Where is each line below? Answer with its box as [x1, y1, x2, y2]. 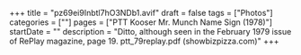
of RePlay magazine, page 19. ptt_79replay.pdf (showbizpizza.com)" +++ [9, 35, 279, 46]
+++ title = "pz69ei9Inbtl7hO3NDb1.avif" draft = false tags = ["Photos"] [9, 8, 273, 18]
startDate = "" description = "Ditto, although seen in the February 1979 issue [9, 27, 292, 36]
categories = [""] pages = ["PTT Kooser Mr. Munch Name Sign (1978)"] [9, 17, 272, 27]
